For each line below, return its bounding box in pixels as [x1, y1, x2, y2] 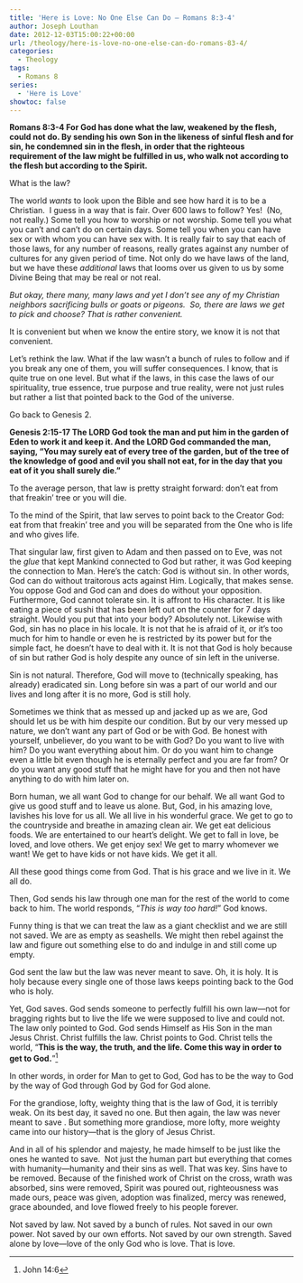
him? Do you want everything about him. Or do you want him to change [9, 745, 274, 755]
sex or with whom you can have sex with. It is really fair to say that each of [9, 234, 287, 245]
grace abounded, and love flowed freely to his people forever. [9, 1202, 239, 1213]
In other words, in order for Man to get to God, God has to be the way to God [9, 1071, 294, 1082]
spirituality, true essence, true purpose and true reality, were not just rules [9, 382, 285, 393]
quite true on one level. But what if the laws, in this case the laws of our [9, 372, 275, 384]
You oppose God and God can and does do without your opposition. [9, 585, 262, 596]
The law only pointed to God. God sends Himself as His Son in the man [9, 1023, 272, 1034]
